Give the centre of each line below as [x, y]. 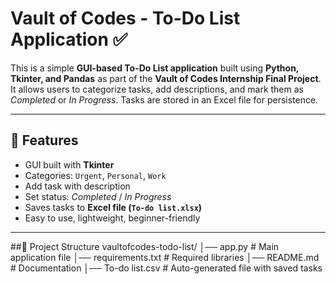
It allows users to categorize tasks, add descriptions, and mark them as [157, 89]
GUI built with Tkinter [69, 164]
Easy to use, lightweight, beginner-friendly [112, 218]
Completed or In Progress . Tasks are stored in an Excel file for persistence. [164, 99]
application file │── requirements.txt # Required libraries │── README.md [165, 257]
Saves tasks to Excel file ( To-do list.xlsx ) [113, 207]
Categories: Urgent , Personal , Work [95, 175]
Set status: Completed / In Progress [98, 196]
